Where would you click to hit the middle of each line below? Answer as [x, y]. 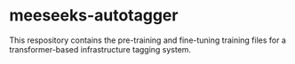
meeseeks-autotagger [94, 16]
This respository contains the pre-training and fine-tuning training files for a [148, 40]
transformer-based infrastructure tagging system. [100, 49]
